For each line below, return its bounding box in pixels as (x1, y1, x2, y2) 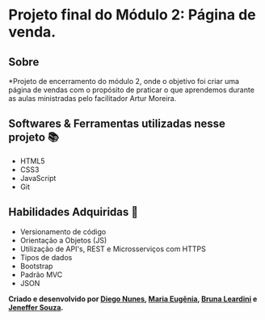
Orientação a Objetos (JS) (19, 235, 107, 245)
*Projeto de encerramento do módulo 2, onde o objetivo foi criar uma (8, 77, 240, 86)
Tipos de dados (19, 252, 73, 262)
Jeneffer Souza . (8, 302, 64, 312)
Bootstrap (19, 261, 53, 271)
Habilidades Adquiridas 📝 (8, 205, 139, 219)
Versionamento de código (19, 226, 107, 236)
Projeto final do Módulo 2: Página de (8, 6, 256, 24)
